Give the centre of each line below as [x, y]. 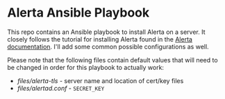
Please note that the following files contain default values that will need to [112, 60]
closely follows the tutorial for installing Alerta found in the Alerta [100, 39]
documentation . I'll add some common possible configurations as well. [108, 46]
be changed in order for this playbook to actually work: [86, 67]
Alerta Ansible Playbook [78, 13]
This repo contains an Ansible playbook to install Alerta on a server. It [106, 32]
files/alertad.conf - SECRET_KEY [61, 88]
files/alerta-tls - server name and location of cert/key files [100, 80]
